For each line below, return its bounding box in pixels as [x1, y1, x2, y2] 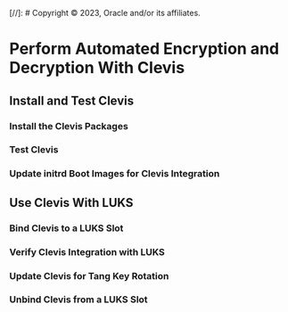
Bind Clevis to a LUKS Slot [9, 222, 124, 234]
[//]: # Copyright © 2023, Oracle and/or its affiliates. [9, 8, 201, 18]
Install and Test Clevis [9, 93, 135, 108]
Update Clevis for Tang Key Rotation [9, 269, 169, 282]
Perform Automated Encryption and [9, 39, 279, 59]
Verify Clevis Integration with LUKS [9, 245, 165, 258]
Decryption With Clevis [9, 58, 185, 78]
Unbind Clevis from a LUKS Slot [9, 293, 149, 306]
